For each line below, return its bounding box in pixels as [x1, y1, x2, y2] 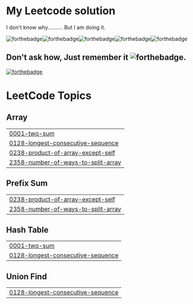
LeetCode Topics [6, 89, 92, 102]
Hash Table [6, 225, 49, 235]
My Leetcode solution [6, 4, 116, 18]
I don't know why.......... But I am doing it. [6, 24, 106, 31]
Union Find [6, 271, 48, 281]
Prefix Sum [6, 178, 48, 188]
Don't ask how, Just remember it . [6, 52, 186, 63]
